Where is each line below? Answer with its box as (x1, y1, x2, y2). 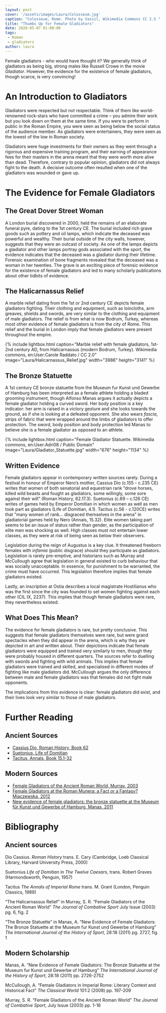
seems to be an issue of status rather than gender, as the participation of (5, 522, 154, 528)
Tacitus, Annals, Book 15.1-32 (12, 755, 72, 761)
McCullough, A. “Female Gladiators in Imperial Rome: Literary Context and (5, 982, 156, 988)
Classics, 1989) (5, 889, 36, 895)
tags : (5, 30, 16, 35)
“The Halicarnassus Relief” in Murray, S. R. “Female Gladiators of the (5, 898, 145, 904)
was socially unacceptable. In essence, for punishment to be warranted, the (5, 564, 160, 569)
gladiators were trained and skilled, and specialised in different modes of (5, 663, 154, 670)
